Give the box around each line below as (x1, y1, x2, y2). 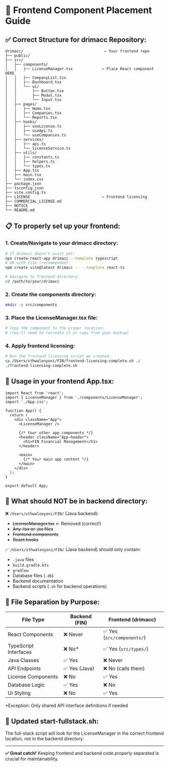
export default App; (5, 483, 49, 488)
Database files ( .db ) (12, 572, 54, 578)
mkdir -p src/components (5, 302, 57, 307)
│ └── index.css (5, 177, 44, 182)
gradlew (12, 568, 29, 573)
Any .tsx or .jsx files (12, 526, 54, 532)
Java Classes (8, 656, 39, 664)
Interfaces (8, 648, 32, 655)
